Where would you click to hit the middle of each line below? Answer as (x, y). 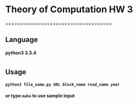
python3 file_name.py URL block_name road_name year (63, 85)
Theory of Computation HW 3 (69, 9)
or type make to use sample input (40, 96)
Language (22, 40)
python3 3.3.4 (21, 53)
